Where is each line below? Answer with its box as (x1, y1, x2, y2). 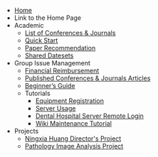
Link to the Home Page (14, 13, 82, 22)
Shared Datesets (24, 51, 74, 60)
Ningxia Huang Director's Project (24, 134, 122, 143)
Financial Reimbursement (24, 67, 100, 75)
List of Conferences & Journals (24, 28, 116, 37)
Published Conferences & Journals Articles (24, 74, 151, 82)
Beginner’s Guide (24, 82, 75, 90)
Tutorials (24, 89, 51, 97)
